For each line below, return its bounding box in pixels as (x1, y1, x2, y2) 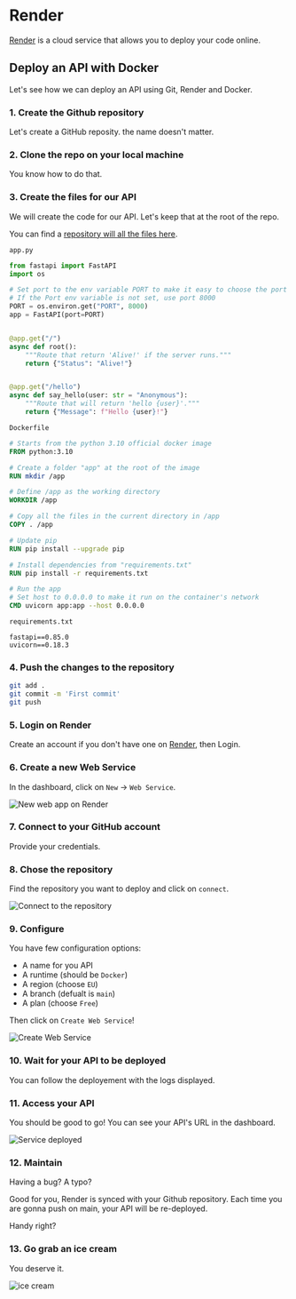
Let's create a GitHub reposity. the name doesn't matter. (9, 126, 214, 138)
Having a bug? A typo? (9, 1176, 92, 1187)
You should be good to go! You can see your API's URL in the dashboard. (9, 1117, 277, 1128)
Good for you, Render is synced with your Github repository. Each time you (9, 1194, 283, 1205)
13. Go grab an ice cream (9, 1243, 118, 1255)
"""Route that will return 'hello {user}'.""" (25, 399, 200, 409)
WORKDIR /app (9, 496, 58, 505)
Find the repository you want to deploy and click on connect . (9, 883, 230, 894)
